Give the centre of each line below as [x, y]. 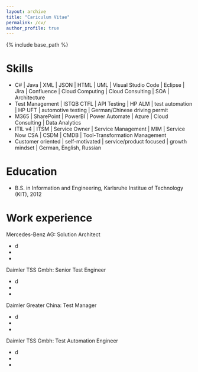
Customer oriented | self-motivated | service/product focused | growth [101, 142]
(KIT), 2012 [28, 194]
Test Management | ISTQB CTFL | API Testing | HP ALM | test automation [103, 104]
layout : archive [26, 12]
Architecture [30, 97]
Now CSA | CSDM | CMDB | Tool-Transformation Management [90, 135]
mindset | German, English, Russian [58, 148]
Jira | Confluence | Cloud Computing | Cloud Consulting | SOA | [92, 92]
